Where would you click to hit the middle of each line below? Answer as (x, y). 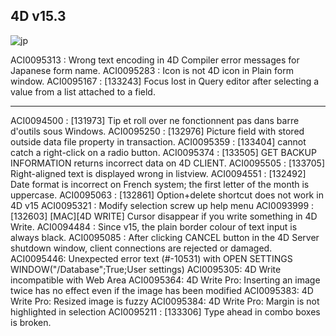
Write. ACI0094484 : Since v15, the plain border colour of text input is (154, 226)
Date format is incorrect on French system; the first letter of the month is (160, 184)
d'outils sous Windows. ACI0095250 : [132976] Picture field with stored (157, 131)
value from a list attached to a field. (83, 91)
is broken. (31, 322)
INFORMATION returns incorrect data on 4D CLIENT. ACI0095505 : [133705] (167, 163)
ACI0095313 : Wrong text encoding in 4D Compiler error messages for (155, 60)
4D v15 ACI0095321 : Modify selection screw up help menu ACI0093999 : (162, 205)
